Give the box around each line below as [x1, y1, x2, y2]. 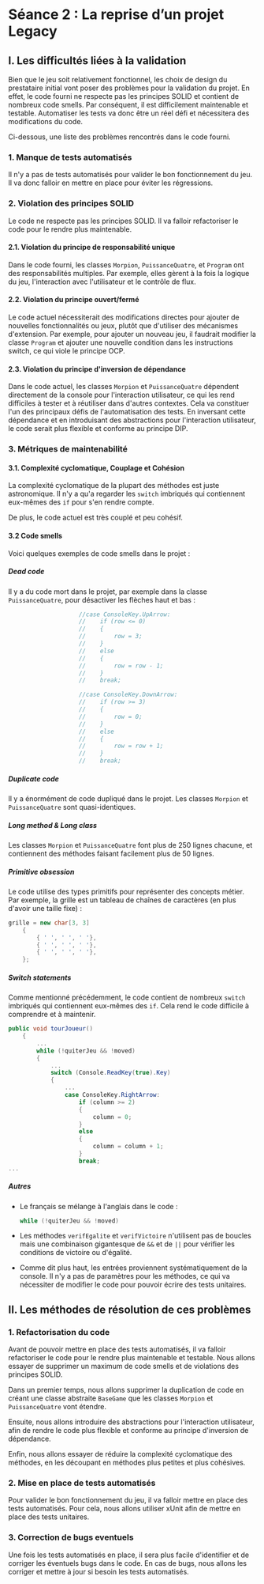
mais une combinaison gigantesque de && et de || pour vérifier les [19, 1239, 235, 1249]
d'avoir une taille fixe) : [8, 903, 83, 913]
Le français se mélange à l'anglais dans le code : [19, 1201, 178, 1211]
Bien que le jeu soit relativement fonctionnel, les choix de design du [8, 75, 228, 84]
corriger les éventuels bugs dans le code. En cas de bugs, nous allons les [8, 1558, 247, 1567]
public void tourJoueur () [8, 1025, 93, 1033]
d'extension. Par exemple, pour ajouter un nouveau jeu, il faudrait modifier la [8, 330, 256, 338]
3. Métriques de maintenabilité [8, 444, 128, 455]
